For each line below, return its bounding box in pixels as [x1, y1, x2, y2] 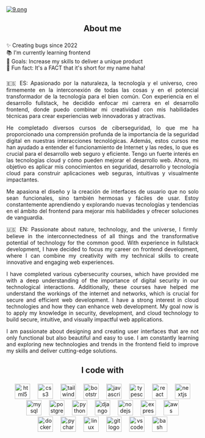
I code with [81, 365, 124, 375]
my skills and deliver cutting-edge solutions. [6, 347, 118, 354]
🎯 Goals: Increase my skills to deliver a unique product [6, 58, 143, 65]
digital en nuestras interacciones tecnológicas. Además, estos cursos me [6, 137, 199, 145]
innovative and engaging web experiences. [6, 258, 115, 266]
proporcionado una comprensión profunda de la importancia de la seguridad [6, 131, 199, 138]
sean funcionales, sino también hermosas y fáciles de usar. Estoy [6, 194, 199, 202]
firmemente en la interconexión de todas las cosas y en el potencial [6, 86, 199, 94]
